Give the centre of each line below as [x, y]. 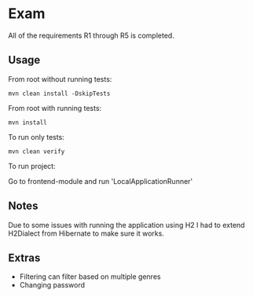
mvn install [27, 123]
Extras [24, 257]
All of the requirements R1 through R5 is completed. [91, 35]
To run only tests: [36, 137]
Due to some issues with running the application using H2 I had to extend [126, 225]
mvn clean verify [37, 151]
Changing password [52, 285]
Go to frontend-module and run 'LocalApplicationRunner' [101, 181]
